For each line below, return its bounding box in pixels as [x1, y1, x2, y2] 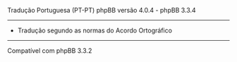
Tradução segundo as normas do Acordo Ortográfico [17, 26, 173, 35]
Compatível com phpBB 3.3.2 [7, 46, 92, 55]
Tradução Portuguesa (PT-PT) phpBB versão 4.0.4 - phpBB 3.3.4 [7, 6, 196, 14]
